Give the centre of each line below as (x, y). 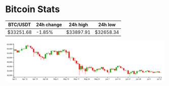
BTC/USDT (20, 25)
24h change (49, 25)
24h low (107, 25)
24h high (78, 25)
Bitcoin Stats (33, 9)
